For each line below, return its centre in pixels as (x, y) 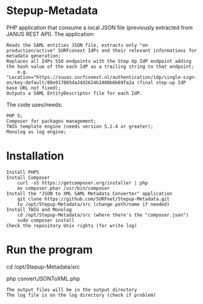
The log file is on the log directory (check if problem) (81, 295)
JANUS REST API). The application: (50, 34)
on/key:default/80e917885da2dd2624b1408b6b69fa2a (71, 82)
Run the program (50, 250)
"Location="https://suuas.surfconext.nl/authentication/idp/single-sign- (102, 77)
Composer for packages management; (51, 121)
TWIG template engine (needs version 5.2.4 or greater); (80, 126)
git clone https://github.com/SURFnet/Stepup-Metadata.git (94, 199)
